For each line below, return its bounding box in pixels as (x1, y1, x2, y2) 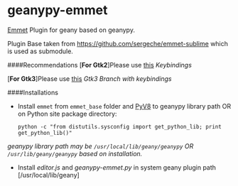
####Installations (7, 88, 59, 97)
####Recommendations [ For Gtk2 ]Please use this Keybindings (7, 60, 192, 69)
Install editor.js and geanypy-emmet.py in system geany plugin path (17, 163, 217, 172)
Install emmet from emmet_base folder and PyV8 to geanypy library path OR (17, 102, 232, 110)
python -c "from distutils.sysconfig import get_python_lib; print (17, 123, 222, 130)
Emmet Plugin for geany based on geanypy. (7, 26, 135, 34)
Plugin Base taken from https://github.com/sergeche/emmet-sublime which (7, 39, 229, 48)
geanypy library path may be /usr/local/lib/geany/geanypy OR (7, 141, 194, 151)
